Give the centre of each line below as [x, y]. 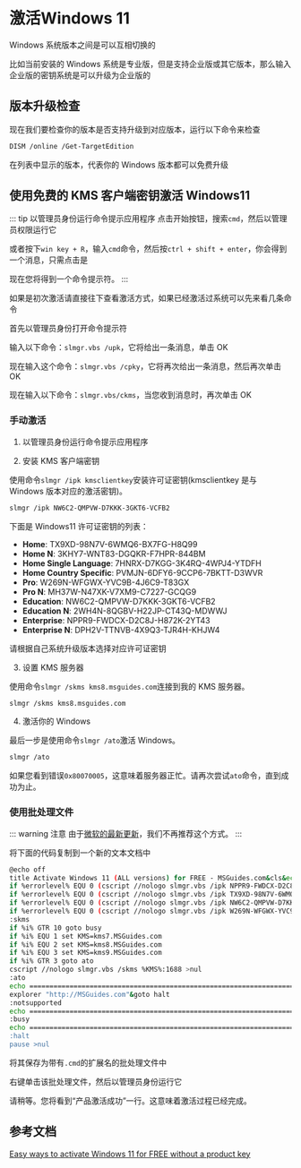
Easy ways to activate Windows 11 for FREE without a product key [130, 1154]
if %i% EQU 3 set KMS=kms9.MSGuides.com [86, 953]
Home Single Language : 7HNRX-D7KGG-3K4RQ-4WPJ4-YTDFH [142, 563]
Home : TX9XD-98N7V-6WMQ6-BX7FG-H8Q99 [110, 544]
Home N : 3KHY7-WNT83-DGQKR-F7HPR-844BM [114, 554]
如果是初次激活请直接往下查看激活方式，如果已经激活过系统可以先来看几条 [146, 298]
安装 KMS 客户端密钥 [61, 460]
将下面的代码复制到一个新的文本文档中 [80, 853]
